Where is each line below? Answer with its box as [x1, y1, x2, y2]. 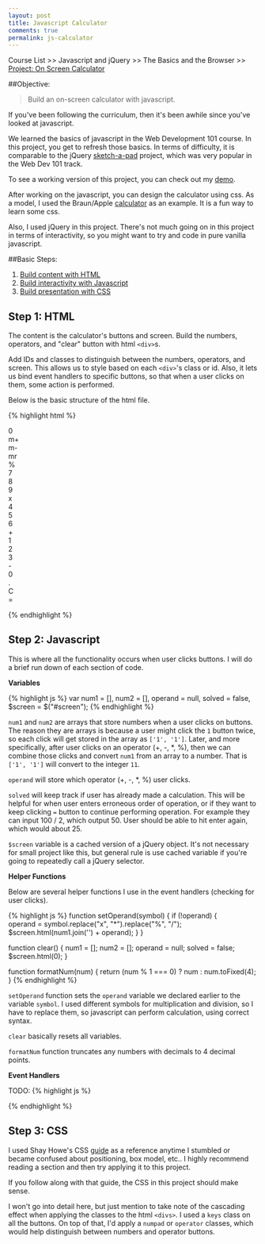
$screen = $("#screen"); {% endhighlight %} [8, 702, 154, 711]
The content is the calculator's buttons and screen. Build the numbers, [8, 331, 238, 341]
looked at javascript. [8, 118, 74, 128]
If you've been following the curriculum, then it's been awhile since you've [8, 110, 251, 120]
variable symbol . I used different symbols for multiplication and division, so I [8, 999, 254, 1008]
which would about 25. [8, 823, 83, 834]
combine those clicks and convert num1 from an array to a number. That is [8, 751, 248, 761]
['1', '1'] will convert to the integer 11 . [8, 759, 140, 768]
